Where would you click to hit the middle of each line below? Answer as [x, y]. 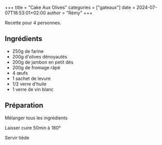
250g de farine [28, 51]
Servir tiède [17, 137]
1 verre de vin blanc [33, 89]
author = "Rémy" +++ [70, 13]
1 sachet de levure [31, 78]
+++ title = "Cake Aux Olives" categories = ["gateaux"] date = [70, 7]
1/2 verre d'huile [29, 84]
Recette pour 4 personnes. [33, 23]
